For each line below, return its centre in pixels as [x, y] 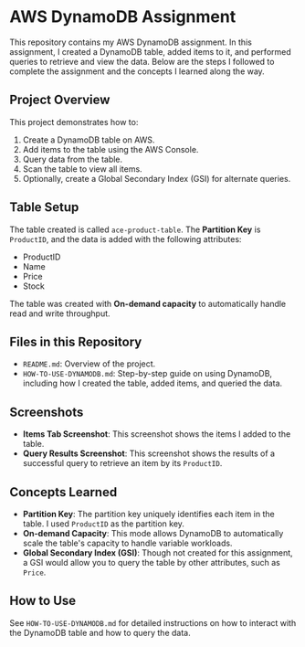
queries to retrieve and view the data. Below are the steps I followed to [142, 61]
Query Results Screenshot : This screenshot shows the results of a [149, 453]
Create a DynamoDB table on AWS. [89, 140]
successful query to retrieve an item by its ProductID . [122, 463]
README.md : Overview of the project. [89, 364]
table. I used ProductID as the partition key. [104, 524]
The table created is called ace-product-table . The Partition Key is [135, 229]
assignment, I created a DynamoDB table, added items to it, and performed [151, 51]
